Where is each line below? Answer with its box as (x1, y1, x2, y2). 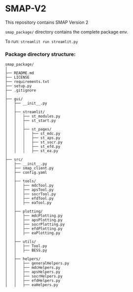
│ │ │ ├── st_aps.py (5, 135, 61, 141)
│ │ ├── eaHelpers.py (5, 283, 58, 288)
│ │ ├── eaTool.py (5, 201, 52, 206)
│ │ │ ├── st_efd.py (5, 144, 61, 149)
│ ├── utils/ (5, 239, 36, 245)
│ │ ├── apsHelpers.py (5, 270, 61, 275)
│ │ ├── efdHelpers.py (5, 278, 61, 283)
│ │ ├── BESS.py (5, 248, 48, 253)
